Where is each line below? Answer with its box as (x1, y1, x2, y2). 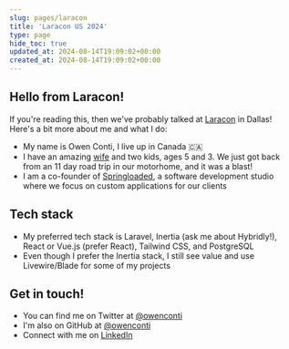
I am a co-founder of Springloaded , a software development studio (22, 170, 274, 181)
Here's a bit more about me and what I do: (9, 123, 168, 134)
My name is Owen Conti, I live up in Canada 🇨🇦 (22, 140, 203, 151)
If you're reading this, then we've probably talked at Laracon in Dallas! (9, 113, 273, 124)
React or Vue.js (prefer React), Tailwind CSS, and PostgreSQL (22, 241, 254, 251)
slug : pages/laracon (9, 13, 88, 23)
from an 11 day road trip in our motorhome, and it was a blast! (22, 160, 253, 171)
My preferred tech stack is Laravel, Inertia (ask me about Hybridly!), (22, 231, 278, 241)
